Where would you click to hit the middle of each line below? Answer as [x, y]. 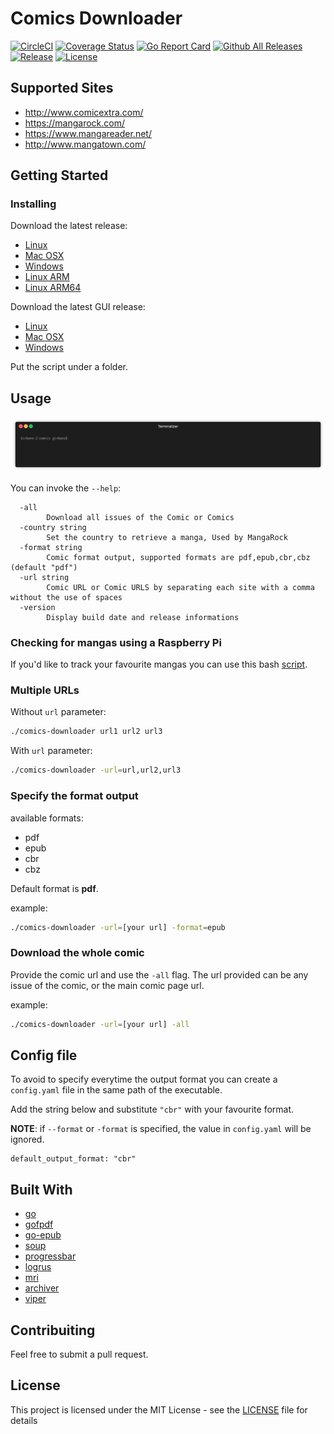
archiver [42, 1288]
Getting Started [59, 175]
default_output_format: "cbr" [73, 1159]
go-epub [43, 1235]
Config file [44, 1055]
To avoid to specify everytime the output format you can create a [144, 1079]
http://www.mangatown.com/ [85, 144]
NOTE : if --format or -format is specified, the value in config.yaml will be [161, 1129]
